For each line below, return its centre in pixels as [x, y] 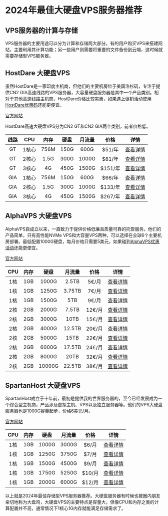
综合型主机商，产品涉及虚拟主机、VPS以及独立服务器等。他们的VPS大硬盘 [86, 405]
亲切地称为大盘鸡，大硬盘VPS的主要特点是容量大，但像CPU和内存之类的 [80, 502]
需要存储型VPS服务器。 [29, 56]
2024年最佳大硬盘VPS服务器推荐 [74, 10]
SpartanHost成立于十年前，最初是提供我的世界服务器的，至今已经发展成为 [82, 398]
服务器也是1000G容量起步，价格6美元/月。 [49, 411]
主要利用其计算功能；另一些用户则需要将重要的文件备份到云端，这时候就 [88, 50]
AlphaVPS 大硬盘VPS [38, 216]
